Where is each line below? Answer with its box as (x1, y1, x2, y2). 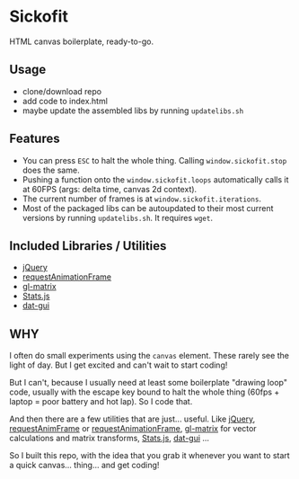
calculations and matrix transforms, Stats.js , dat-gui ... (9, 433, 209, 444)
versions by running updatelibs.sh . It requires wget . (22, 212, 214, 223)
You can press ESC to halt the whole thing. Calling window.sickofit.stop (22, 155, 287, 165)
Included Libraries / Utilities (9, 238, 167, 253)
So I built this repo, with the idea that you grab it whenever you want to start (9, 450, 290, 461)
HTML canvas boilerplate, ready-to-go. (9, 36, 154, 47)
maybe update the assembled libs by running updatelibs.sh (22, 105, 244, 116)
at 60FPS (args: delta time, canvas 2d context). (22, 183, 198, 194)
